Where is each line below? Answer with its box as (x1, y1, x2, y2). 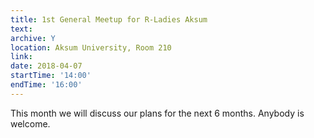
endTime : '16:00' (10, 80, 83, 90)
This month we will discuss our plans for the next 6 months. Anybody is (10, 107, 305, 119)
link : (10, 52, 33, 62)
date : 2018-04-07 (10, 61, 83, 71)
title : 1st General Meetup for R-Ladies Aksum (10, 14, 208, 25)
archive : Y (10, 33, 56, 43)
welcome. (10, 117, 51, 130)
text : (10, 24, 33, 34)
